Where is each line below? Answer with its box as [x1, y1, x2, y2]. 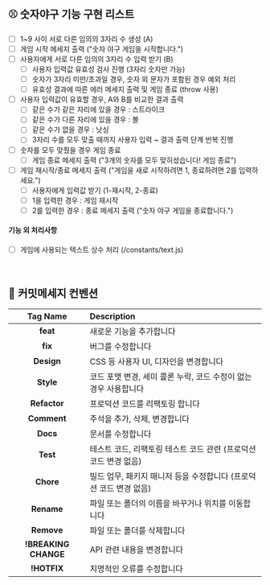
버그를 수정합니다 [89, 340, 152, 352]
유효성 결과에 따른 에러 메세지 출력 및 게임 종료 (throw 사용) [31, 84, 219, 94]
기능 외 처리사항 [8, 225, 58, 235]
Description [89, 311, 136, 322]
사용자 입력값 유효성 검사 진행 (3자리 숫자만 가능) [31, 64, 186, 74]
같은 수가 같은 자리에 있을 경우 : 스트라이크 [31, 105, 166, 114]
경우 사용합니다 [89, 383, 145, 394]
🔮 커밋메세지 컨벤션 [8, 286, 99, 300]
